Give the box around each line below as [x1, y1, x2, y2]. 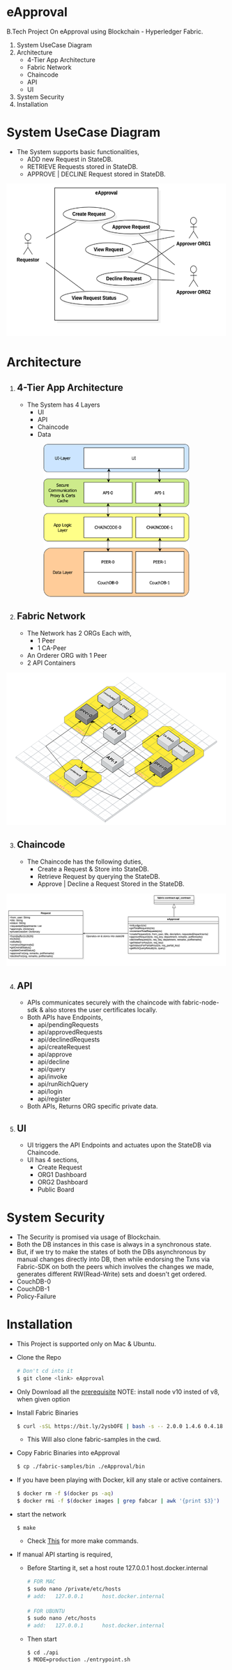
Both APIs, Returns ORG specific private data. [26, 1102, 158, 1111]
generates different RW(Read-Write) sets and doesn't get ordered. [16, 1270, 207, 1278]
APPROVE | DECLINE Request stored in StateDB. [26, 170, 167, 178]
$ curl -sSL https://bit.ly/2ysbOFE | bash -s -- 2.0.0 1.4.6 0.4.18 [16, 1422, 224, 1430]
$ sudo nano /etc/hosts [26, 1615, 97, 1622]
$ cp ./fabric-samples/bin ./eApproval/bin [16, 1463, 146, 1470]
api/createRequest [37, 1043, 91, 1051]
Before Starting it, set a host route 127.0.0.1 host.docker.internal [26, 1564, 208, 1572]
